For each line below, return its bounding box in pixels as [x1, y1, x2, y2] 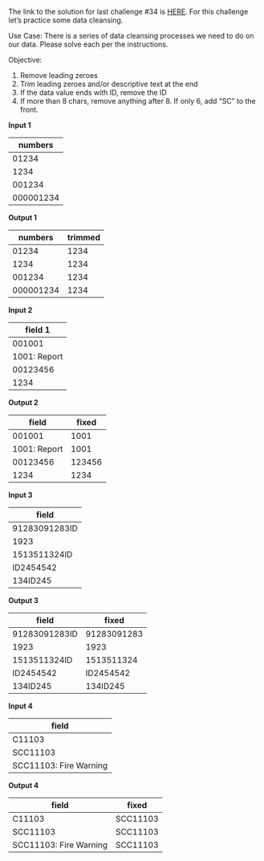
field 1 [25, 325, 51, 335]
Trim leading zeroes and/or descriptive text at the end [19, 80, 198, 88]
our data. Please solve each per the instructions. [8, 39, 169, 49]
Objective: [8, 55, 43, 64]
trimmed [67, 232, 100, 243]
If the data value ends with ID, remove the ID [19, 88, 167, 97]
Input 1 [8, 121, 31, 129]
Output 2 [8, 398, 39, 407]
